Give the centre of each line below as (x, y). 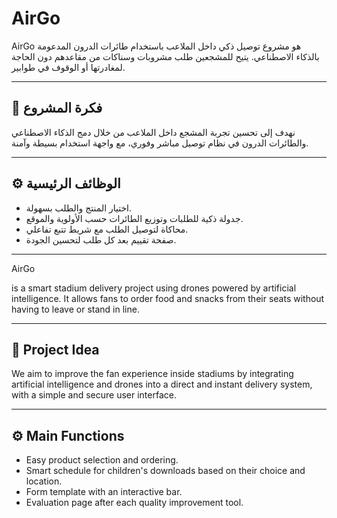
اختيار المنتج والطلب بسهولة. (79, 208)
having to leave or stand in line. (75, 309)
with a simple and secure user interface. (94, 395)
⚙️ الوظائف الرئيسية (66, 183)
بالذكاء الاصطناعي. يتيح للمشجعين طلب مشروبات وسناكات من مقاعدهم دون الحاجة (165, 56)
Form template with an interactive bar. (104, 492)
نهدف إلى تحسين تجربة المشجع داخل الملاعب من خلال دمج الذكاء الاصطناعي (153, 132)
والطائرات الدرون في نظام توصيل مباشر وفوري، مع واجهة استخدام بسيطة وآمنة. (160, 143)
